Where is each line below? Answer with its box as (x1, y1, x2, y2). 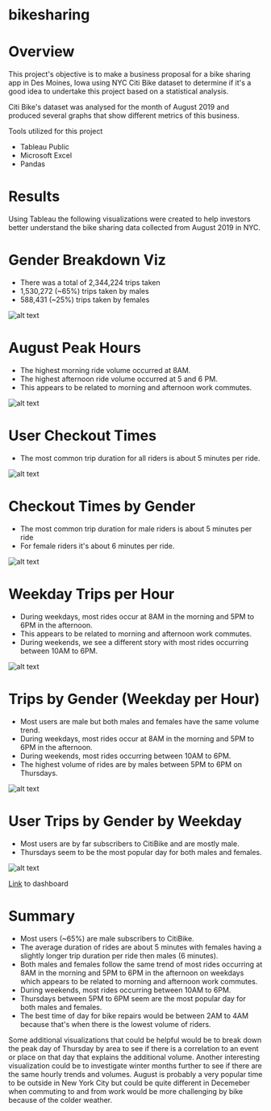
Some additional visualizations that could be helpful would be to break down (8, 1035, 262, 1045)
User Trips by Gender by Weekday (8, 811, 242, 830)
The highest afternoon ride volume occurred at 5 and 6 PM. (19, 374, 218, 384)
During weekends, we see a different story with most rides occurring (19, 637, 248, 647)
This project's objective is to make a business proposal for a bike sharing (8, 69, 251, 79)
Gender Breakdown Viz (8, 251, 167, 270)
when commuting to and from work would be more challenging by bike (8, 1086, 244, 1096)
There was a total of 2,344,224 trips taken (19, 278, 161, 287)
